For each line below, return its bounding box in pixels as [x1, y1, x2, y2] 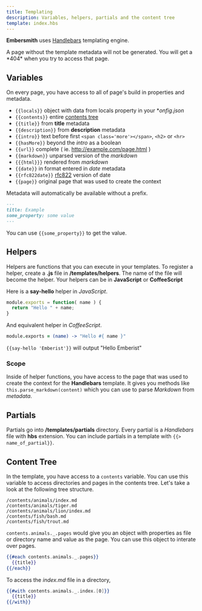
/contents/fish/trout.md [6, 518, 69, 525]
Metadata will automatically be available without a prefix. [6, 189, 148, 197]
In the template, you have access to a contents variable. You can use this [6, 473, 189, 480]
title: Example [6, 207, 45, 213]
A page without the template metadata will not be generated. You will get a [6, 49, 193, 56]
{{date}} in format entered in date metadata [15, 165, 126, 172]
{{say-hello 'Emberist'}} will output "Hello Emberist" [6, 344, 142, 351]
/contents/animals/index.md [6, 497, 78, 504]
